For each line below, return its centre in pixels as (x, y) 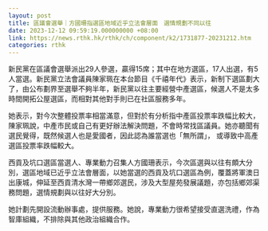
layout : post (30, 16)
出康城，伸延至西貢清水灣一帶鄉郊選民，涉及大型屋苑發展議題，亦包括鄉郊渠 (134, 182)
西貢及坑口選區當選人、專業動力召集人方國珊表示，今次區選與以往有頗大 (127, 162)
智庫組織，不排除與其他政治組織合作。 (71, 219)
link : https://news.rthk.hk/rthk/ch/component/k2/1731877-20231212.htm (130, 38)
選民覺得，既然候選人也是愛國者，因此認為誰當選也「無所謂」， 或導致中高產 (133, 135)
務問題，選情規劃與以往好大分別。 (64, 193)
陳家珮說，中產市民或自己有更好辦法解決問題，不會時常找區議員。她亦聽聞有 (134, 126)
